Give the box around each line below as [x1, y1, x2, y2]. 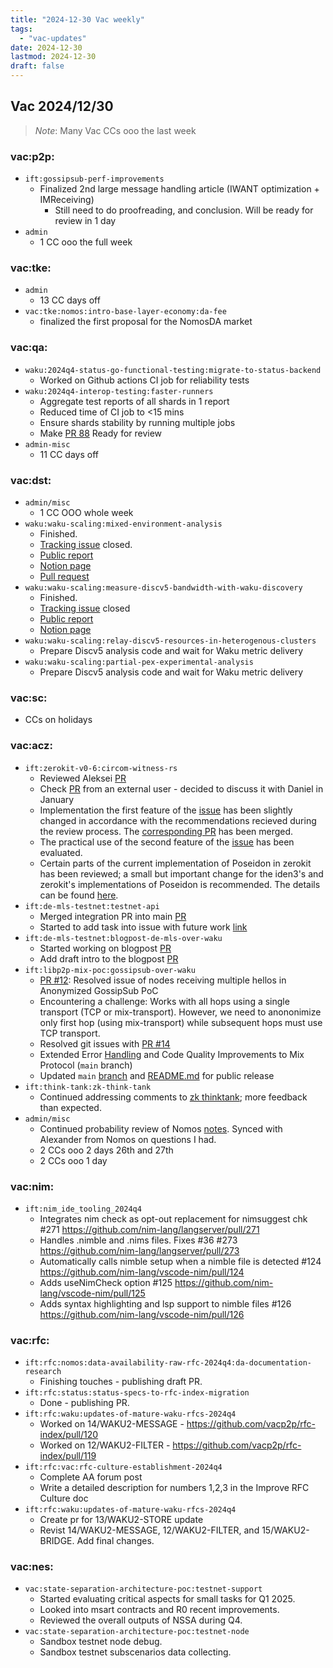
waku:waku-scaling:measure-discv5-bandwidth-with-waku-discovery [24, 583, 303, 593]
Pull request [39, 571, 90, 582]
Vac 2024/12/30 [10, 98, 114, 115]
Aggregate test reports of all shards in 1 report [39, 395, 230, 407]
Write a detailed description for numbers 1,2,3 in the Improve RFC [39, 1482, 310, 1494]
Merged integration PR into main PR [39, 910, 187, 922]
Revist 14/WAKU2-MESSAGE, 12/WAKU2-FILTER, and [39, 1524, 260, 1536]
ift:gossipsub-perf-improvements [24, 174, 165, 185]
